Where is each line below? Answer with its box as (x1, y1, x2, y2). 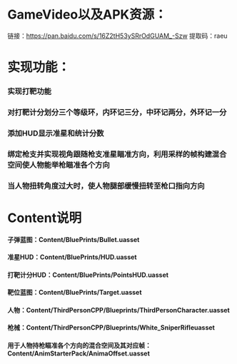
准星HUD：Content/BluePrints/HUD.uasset (7, 253, 137, 261)
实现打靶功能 (7, 86, 52, 96)
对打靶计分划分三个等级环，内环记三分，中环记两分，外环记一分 (7, 107, 227, 117)
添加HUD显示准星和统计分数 (7, 128, 104, 138)
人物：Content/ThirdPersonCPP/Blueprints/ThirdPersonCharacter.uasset (7, 305, 230, 314)
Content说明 (7, 210, 82, 226)
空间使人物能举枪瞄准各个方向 (7, 160, 111, 170)
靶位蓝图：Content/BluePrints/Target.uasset (7, 288, 142, 297)
